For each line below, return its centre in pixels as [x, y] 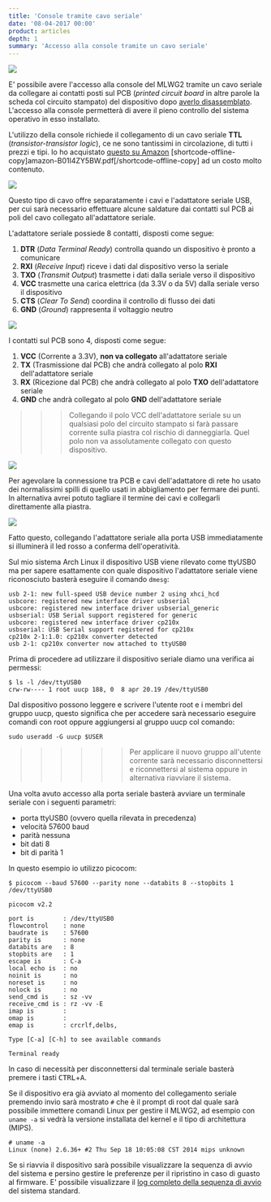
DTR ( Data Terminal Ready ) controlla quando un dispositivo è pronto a [138, 250]
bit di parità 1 [41, 853]
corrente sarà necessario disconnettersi [196, 761]
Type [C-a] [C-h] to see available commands [85, 1040]
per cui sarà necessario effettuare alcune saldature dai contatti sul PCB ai [131, 209]
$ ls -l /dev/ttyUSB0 [45, 683]
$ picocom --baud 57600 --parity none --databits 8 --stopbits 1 [121, 883]
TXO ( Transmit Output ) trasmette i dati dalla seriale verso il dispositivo [138, 275]
